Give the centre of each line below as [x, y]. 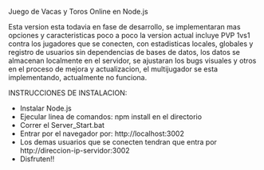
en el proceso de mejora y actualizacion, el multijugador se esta [113, 69]
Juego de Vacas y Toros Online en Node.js [79, 12]
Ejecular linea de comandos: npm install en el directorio [110, 117]
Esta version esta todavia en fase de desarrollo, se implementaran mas [124, 27]
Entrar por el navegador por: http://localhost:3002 [102, 133]
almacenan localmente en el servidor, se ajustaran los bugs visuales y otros [132, 60]
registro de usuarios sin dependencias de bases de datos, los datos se [124, 52]
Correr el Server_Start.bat [62, 125]
